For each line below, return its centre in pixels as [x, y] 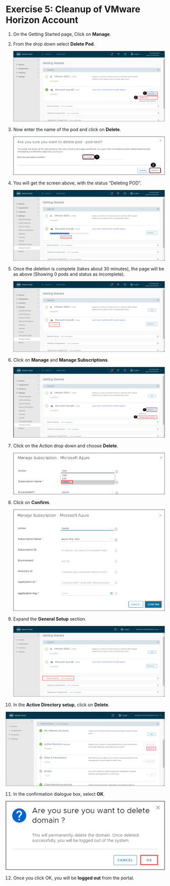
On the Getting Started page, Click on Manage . [62, 34]
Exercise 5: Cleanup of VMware [73, 9]
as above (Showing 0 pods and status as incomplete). [69, 274]
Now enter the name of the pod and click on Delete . [67, 130]
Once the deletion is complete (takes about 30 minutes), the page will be [89, 268]
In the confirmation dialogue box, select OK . [59, 794]
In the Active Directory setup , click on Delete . [61, 705]
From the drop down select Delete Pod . [54, 44]
